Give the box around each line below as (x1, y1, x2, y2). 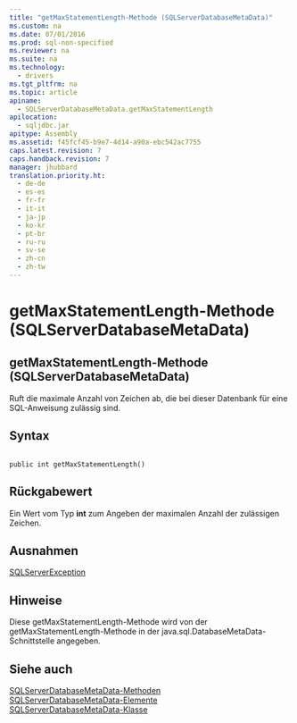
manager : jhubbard (9, 163, 78, 172)
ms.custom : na (9, 21, 62, 30)
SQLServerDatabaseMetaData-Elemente (9, 694, 158, 705)
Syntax (9, 428, 50, 443)
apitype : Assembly (9, 130, 78, 139)
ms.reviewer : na (9, 46, 70, 55)
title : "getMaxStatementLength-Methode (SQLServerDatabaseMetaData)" (9, 13, 274, 22)
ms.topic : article (9, 88, 78, 97)
